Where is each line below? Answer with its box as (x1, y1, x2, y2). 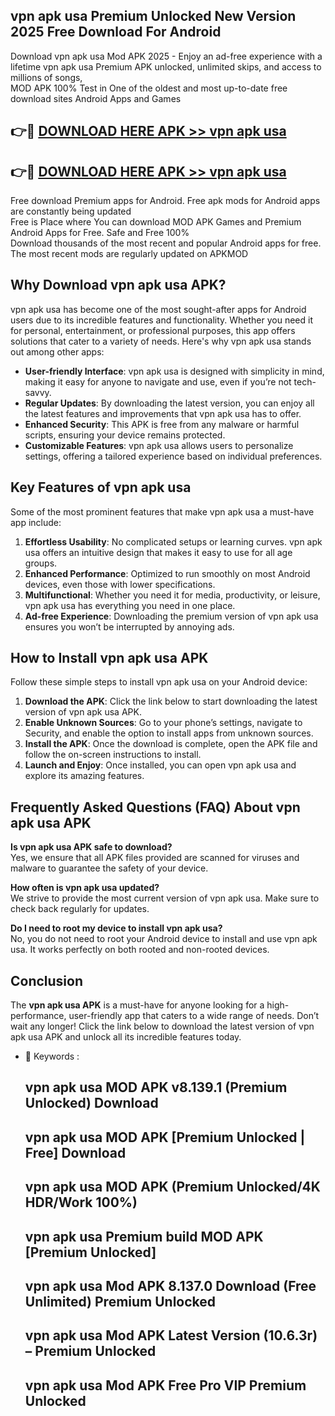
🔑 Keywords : (24, 1050, 80, 1063)
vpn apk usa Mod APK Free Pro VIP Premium (24, 1377, 307, 1394)
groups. (24, 557, 58, 569)
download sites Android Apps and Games (10, 92, 182, 104)
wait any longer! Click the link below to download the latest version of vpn (10, 1020, 315, 1033)
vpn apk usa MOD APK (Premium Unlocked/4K (24, 1179, 321, 1196)
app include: (10, 516, 62, 528)
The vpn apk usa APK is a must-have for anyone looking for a (10, 999, 265, 1011)
